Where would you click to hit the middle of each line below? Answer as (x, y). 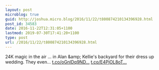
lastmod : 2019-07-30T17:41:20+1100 (42, 33)
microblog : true (22, 14)
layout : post (19, 10)
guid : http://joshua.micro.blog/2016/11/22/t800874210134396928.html (79, 19)
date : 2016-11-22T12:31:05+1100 (39, 28)
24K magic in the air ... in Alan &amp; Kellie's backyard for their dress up (79, 56)
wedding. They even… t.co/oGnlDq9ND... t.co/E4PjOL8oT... (66, 62)
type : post (16, 38)
